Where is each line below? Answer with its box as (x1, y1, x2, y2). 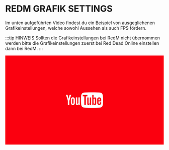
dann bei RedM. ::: (5, 45, 43, 51)
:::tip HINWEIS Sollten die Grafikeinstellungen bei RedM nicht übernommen (5, 35, 160, 41)
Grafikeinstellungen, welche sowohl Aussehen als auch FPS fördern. (5, 25, 147, 31)
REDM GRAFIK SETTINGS (5, 3, 113, 15)
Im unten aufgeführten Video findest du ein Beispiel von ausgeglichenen (5, 20, 155, 26)
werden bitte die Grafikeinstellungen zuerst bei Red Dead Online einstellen (5, 40, 159, 46)
